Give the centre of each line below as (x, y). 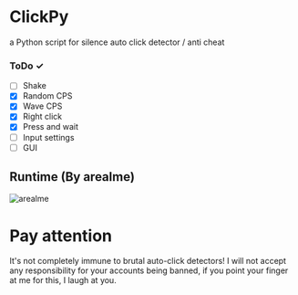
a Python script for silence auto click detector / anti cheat (117, 42)
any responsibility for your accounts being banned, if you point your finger (149, 270)
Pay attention (61, 236)
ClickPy (39, 17)
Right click (42, 117)
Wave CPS (42, 106)
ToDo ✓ (26, 66)
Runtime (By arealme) (72, 177)
